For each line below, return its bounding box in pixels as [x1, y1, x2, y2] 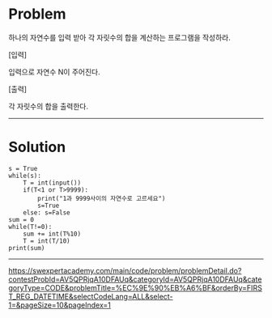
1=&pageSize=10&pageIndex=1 [8, 300, 112, 310]
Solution [8, 138, 66, 156]
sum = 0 [8, 215, 35, 223]
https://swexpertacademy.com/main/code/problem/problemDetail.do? [8, 265, 242, 275]
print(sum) [8, 244, 45, 252]
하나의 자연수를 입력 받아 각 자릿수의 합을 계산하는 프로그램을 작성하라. [8, 32, 231, 42]
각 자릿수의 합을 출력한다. [8, 101, 89, 111]
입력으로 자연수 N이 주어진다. [8, 66, 100, 77]
